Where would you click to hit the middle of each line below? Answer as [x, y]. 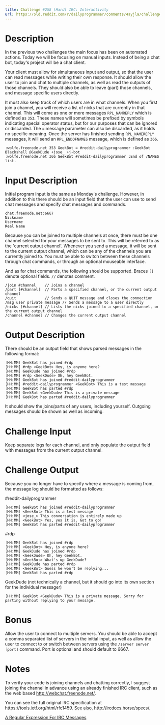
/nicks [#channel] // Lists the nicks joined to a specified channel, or [82, 307]
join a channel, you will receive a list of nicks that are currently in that [75, 108]
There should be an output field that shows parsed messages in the [73, 348]
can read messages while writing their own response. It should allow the [78, 77]
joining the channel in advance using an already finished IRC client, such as [82, 688]
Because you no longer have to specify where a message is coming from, [79, 484]
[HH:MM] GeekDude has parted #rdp [41, 564]
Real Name [15, 227]
